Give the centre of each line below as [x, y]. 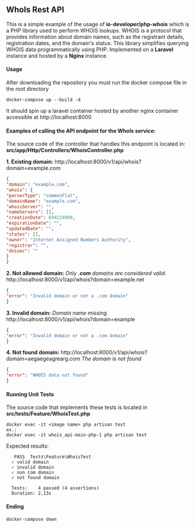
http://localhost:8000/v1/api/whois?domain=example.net [75, 279]
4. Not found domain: [33, 353]
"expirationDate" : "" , [34, 223]
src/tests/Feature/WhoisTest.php [48, 414]
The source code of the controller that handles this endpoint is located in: [96, 144]
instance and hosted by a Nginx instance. [57, 55]
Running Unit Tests [30, 394]
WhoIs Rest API [35, 10]
